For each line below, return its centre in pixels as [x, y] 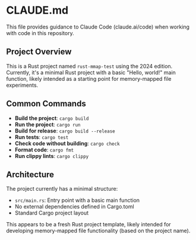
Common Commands [46, 104]
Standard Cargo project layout [52, 213]
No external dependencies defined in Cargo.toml [75, 207]
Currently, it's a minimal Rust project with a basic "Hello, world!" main [91, 72]
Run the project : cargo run [48, 124]
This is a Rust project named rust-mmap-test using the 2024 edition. [89, 66]
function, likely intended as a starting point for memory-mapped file [89, 78]
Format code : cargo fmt [44, 150]
